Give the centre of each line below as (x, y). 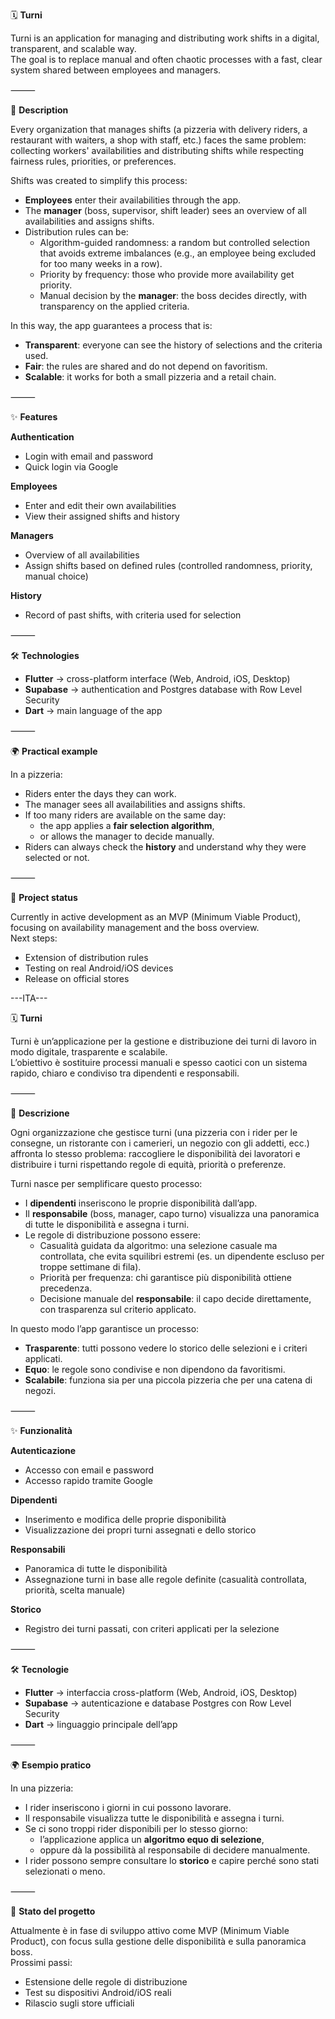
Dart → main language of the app (93, 710)
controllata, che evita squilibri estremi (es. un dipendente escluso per (182, 1256)
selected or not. (57, 857)
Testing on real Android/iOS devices (99, 968)
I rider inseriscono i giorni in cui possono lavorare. (128, 1807)
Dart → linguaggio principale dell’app (101, 1724)
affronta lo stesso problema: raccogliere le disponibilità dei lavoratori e (155, 1153)
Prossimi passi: (41, 1962)
